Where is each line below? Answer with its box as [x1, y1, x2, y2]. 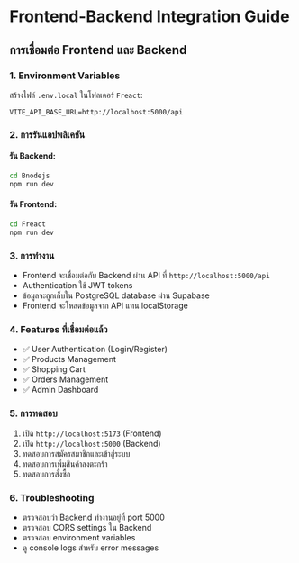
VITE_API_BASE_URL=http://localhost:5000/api [9, 107, 183, 116]
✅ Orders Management [22, 374, 109, 385]
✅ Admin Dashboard [22, 385, 99, 395]
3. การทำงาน [9, 250, 55, 262]
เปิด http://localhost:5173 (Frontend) [22, 428, 162, 439]
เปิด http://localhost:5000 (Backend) [22, 438, 161, 449]
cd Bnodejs [9, 171, 50, 180]
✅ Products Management [22, 354, 117, 365]
